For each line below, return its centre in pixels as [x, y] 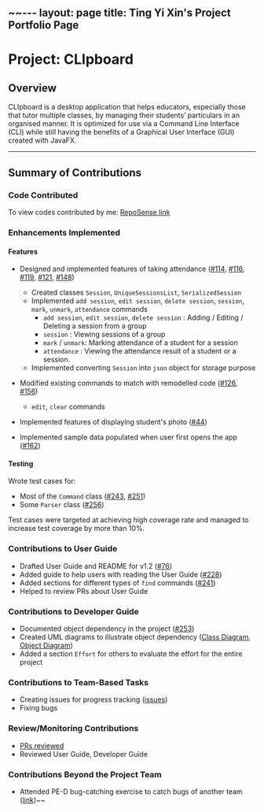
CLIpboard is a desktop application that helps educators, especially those [127, 107]
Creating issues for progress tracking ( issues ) [93, 699]
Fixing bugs [38, 708]
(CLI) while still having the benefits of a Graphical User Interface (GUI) [121, 132]
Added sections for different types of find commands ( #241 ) [117, 583]
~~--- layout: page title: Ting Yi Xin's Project [119, 13]
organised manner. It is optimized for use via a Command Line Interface [124, 124]
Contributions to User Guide [63, 549]
